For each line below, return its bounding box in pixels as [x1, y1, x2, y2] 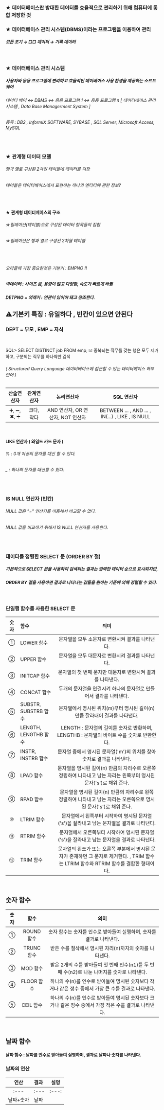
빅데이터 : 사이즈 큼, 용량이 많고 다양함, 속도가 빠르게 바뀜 [5, 281, 113, 287]
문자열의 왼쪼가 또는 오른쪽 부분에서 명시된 [58, 845, 150, 852]
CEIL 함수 [21, 1002, 43, 1009]
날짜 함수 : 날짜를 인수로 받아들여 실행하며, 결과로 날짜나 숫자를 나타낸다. [5, 1052, 142, 1058]
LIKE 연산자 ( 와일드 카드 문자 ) [5, 439, 64, 445]
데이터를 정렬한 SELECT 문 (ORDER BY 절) [5, 553, 101, 560]
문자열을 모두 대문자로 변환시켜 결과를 [58, 652, 141, 659]
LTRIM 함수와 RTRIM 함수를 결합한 [64, 860, 140, 867]
